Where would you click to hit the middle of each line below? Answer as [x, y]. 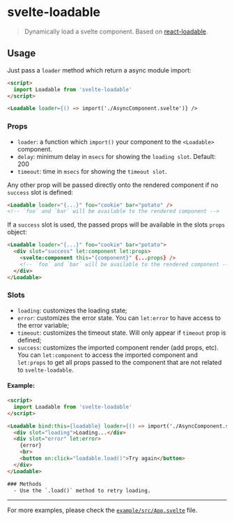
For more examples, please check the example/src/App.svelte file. [102, 511]
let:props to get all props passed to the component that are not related [119, 362]
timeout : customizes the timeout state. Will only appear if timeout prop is [122, 333]
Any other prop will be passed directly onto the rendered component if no [113, 185]
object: [17, 232]
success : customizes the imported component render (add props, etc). [118, 347]
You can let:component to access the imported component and [108, 355]
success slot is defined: [40, 192]
